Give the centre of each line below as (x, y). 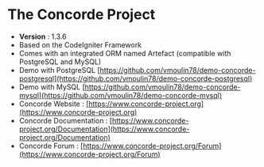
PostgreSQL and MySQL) (60, 62)
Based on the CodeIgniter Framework (80, 44)
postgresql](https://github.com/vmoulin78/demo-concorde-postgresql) (136, 78)
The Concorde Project (82, 15)
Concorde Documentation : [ (66, 120)
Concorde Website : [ (54, 104)
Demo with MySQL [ (52, 87)
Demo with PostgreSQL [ (59, 70)
